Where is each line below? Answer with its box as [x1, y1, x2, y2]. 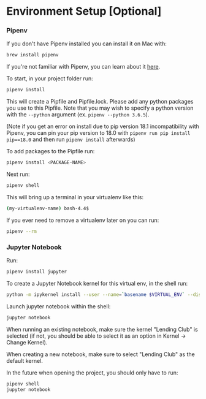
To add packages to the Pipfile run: [6, 148, 95, 155]
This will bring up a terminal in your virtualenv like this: [6, 193, 144, 200]
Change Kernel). [6, 338, 48, 346]
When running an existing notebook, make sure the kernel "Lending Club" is [6, 325, 198, 333]
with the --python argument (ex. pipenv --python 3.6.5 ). [6, 111, 150, 118]
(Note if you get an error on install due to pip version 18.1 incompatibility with [6, 123, 199, 130]
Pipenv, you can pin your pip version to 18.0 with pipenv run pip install [6, 129, 191, 137]
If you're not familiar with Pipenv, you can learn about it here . [6, 63, 161, 70]
